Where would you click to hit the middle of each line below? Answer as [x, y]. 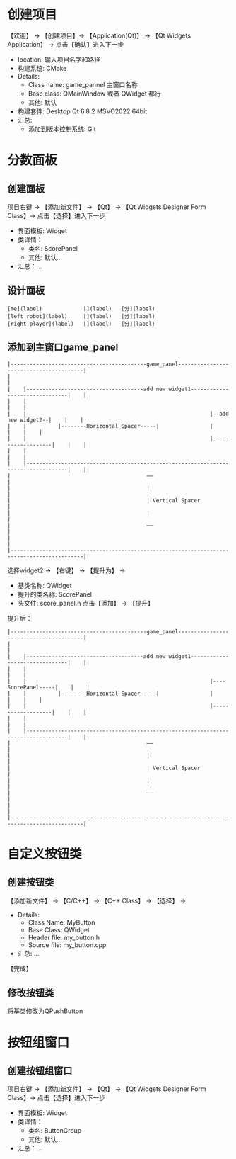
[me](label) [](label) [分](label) [81, 309]
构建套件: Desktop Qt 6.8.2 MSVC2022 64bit [82, 111]
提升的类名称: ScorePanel [54, 594]
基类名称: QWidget [45, 585]
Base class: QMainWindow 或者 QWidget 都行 [94, 94]
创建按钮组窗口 [40, 1070]
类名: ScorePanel [53, 248]
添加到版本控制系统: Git [62, 129]
